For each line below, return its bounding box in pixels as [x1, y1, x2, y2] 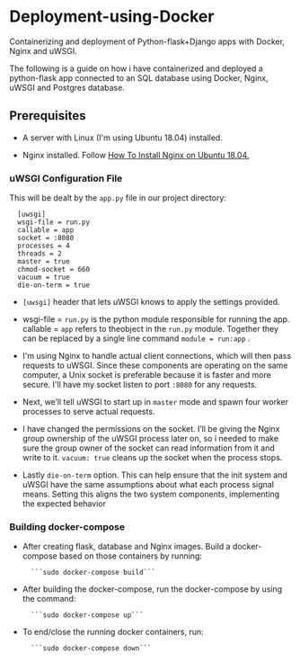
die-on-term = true [17, 281, 91, 290]
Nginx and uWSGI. [9, 45, 78, 56]
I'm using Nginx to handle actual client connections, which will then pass [22, 351, 292, 362]
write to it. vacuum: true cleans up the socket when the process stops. [22, 452, 283, 463]
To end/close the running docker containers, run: [22, 627, 204, 638]
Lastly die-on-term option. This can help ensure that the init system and [22, 470, 287, 480]
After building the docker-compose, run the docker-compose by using [22, 584, 283, 595]
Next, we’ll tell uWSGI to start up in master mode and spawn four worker [22, 397, 289, 407]
